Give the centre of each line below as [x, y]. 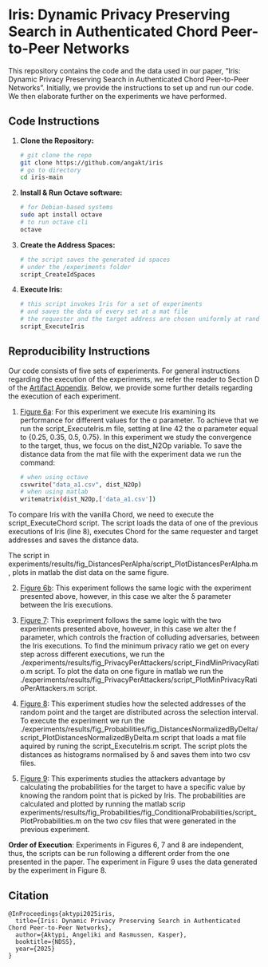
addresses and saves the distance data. [74, 540]
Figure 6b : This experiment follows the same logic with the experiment [136, 588]
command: [37, 462]
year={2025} [35, 949]
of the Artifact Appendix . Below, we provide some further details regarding [131, 387]
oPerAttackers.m [47, 688]
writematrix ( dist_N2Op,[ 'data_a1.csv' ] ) [88, 499]
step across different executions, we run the [92, 654]
